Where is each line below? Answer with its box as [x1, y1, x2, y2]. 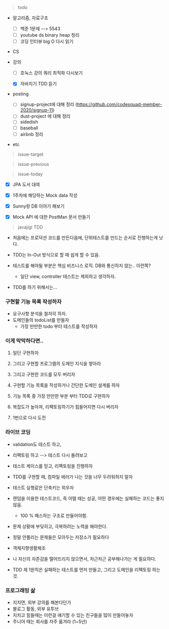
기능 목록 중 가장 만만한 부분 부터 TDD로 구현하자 [12, 393, 110, 399]
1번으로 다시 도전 [12, 415, 46, 421]
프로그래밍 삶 [5, 587, 36, 594]
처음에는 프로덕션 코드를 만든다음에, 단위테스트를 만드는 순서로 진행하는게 [12, 234, 158, 241]
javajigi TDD [17, 224, 43, 230]
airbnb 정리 [20, 131, 44, 137]
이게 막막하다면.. [5, 337, 44, 345]
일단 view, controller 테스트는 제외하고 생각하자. [20, 273, 116, 279]
